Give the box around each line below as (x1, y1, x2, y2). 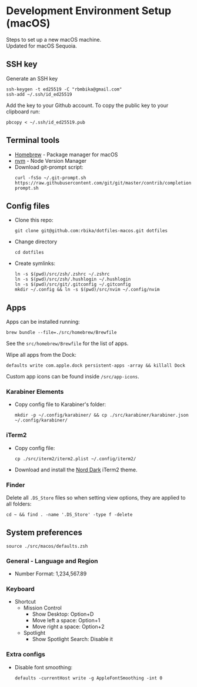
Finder (6, 481, 25, 489)
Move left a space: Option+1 (32, 617, 101, 624)
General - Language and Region (6, 557, 98, 565)
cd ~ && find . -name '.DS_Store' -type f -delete (6, 512, 133, 518)
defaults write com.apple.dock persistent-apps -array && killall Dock (6, 363, 185, 368)
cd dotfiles (14, 250, 44, 256)
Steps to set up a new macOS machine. (6, 36, 102, 43)
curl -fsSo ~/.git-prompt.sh (14, 175, 86, 180)
